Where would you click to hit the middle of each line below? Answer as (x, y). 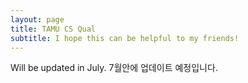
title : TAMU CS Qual (53, 29)
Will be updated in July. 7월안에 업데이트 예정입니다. (114, 68)
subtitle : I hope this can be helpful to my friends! (125, 38)
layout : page (37, 19)
